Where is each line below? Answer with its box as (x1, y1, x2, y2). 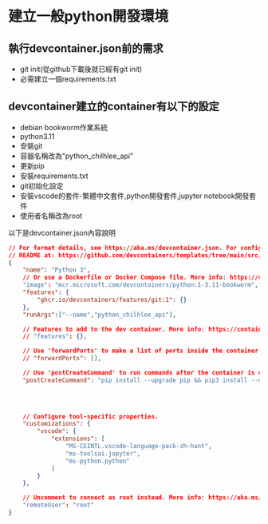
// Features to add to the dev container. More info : (22, 325, 205, 333)
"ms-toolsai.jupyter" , (65, 449, 141, 458)
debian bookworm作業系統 (19, 122, 108, 132)
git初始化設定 (19, 181, 64, 190)
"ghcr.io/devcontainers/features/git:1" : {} (37, 296, 187, 304)
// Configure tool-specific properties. (22, 412, 159, 420)
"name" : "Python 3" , (22, 266, 91, 274)
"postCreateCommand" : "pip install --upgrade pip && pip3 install (22, 376, 248, 384)
